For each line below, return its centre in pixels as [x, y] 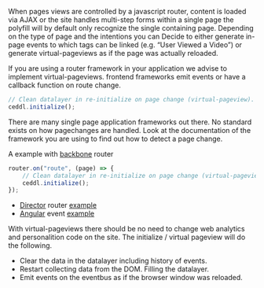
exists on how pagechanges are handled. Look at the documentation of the [130, 130]
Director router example [58, 205]
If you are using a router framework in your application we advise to [118, 68]
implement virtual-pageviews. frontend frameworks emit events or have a [127, 77]
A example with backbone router [61, 153]
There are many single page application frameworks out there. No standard [130, 122]
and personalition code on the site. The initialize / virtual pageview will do [127, 237]
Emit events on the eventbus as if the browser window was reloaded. [131, 278]
